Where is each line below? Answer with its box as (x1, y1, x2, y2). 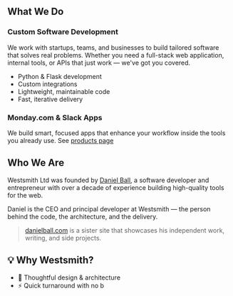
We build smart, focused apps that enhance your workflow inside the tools (7, 128, 226, 137)
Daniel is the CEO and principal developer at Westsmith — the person (7, 204, 211, 213)
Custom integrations (17, 80, 78, 88)
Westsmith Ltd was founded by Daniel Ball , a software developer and (7, 176, 209, 184)
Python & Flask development (17, 72, 102, 80)
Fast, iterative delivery (17, 95, 83, 103)
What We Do (7, 6, 64, 18)
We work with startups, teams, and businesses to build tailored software (7, 43, 219, 52)
